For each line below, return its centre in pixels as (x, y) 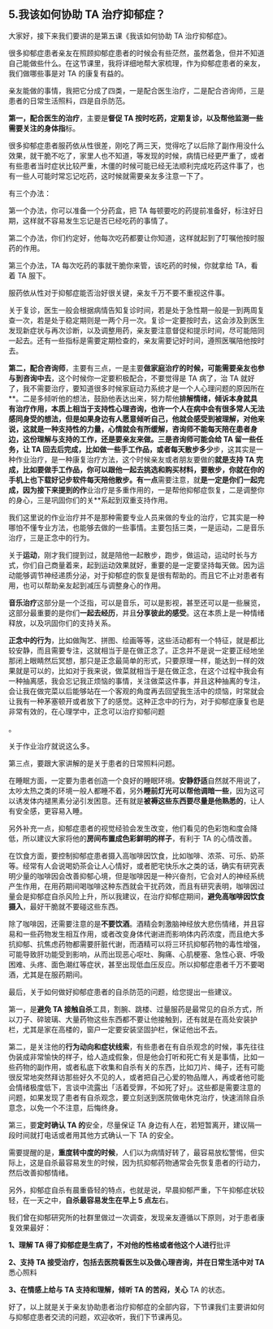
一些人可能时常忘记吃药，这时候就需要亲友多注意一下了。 (111, 176)
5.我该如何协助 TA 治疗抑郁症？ (87, 15)
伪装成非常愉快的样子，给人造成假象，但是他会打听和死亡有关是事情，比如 (133, 1057)
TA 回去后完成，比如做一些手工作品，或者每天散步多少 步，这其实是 (144, 449)
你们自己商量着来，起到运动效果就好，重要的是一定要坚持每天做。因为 (140, 565)
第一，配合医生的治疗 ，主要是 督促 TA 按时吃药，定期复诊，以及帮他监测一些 (136, 118)
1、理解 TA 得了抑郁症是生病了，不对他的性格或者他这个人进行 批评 (120, 1244)
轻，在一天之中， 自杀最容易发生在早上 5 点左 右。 (91, 1200)
